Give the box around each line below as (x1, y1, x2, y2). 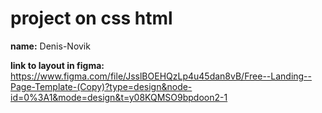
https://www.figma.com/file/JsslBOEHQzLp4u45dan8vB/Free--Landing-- (10, 70, 313, 82)
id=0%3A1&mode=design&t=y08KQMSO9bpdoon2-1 (10, 91, 228, 103)
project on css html (10, 7, 173, 30)
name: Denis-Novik (10, 40, 91, 52)
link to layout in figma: (10, 59, 105, 71)
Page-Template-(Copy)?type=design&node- (10, 80, 193, 92)
